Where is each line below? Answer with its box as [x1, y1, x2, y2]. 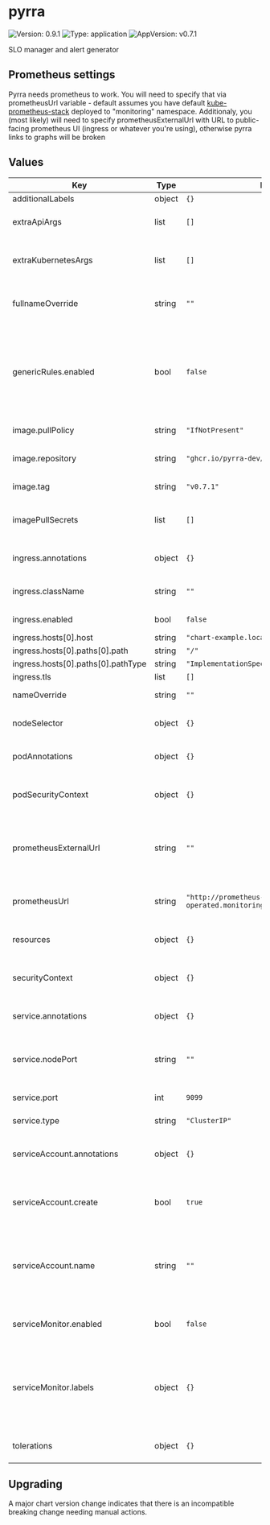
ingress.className [12, 585, 84, 597]
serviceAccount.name [12, 1259, 95, 1271]
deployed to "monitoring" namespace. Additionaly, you [71, 106, 253, 116]
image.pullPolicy [12, 424, 75, 436]
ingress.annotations [12, 552, 87, 564]
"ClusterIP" [186, 1116, 231, 1125]
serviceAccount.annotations [12, 1148, 119, 1159]
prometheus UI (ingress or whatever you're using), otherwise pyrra [31, 123, 252, 133]
